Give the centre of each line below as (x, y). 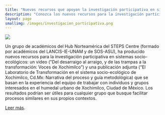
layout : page (18, 19)
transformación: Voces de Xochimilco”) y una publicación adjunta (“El (75, 67)
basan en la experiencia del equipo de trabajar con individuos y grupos (77, 83)
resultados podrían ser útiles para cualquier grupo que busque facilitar (77, 93)
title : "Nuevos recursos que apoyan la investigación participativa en (80, 10)
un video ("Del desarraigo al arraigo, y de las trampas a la (88, 62)
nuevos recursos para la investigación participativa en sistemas (69, 57)
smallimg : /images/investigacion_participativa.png (59, 23)
